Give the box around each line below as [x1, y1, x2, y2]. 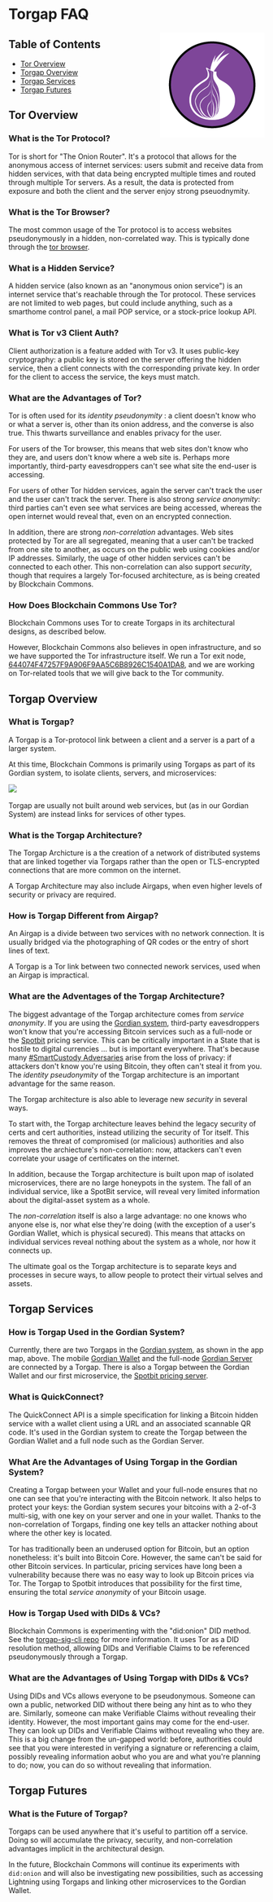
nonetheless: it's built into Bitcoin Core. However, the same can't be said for [8, 1553, 262, 1562]
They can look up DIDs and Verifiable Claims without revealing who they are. [8, 1725, 265, 1735]
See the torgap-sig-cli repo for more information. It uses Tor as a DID [8, 1635, 240, 1645]
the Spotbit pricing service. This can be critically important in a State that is [8, 1035, 261, 1045]
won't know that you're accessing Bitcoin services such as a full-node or [8, 1026, 253, 1036]
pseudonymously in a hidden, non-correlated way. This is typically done [8, 233, 250, 243]
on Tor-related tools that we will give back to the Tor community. [8, 669, 224, 679]
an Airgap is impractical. [8, 970, 89, 980]
